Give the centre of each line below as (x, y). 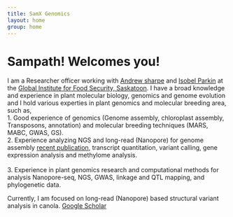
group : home (24, 27)
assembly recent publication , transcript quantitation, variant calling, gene (113, 148)
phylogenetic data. (34, 185)
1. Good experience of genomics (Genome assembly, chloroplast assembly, (116, 118)
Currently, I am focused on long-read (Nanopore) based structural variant (113, 198)
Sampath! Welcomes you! (84, 61)
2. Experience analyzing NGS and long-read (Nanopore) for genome (106, 140)
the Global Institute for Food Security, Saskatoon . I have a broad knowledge (116, 88)
